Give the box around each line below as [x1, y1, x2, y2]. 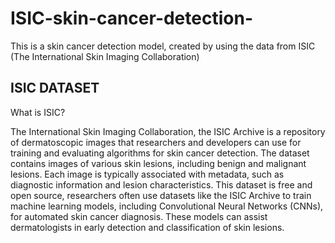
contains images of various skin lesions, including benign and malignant [10, 157, 307, 169]
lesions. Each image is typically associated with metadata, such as [10, 168, 285, 180]
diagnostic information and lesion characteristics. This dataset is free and [10, 178, 313, 191]
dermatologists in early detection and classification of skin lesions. [10, 221, 285, 233]
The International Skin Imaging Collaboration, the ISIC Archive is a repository [10, 125, 326, 137]
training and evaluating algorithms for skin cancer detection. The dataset [10, 147, 310, 159]
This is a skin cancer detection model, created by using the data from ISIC [10, 40, 316, 52]
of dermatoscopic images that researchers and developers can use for [10, 136, 302, 148]
